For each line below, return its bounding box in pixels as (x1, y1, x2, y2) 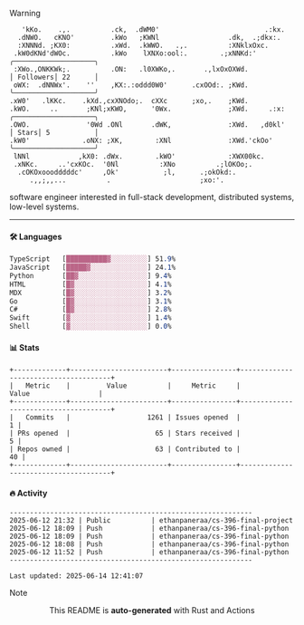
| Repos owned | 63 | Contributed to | (9, 445, 242, 454)
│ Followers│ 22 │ (9, 72, 100, 82)
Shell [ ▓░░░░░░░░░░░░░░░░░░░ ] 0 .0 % (9, 322, 172, 332)
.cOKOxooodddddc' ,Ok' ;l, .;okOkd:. (17, 168, 237, 177)
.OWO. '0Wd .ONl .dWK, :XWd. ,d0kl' (9, 120, 285, 130)
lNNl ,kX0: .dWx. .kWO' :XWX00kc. (13, 152, 265, 161)
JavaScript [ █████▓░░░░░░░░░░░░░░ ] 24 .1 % (9, 263, 176, 273)
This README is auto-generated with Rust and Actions (49, 605, 255, 616)
